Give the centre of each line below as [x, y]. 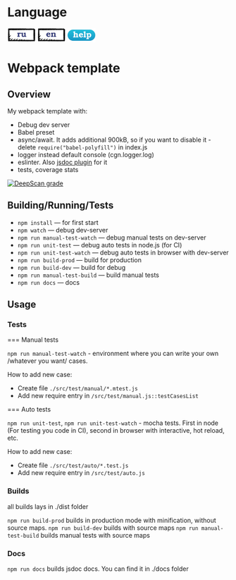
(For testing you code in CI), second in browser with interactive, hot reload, [116, 431]
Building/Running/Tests [61, 205]
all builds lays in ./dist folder [48, 506]
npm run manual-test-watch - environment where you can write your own [113, 354]
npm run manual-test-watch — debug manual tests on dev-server [112, 237]
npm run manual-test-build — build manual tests [88, 275]
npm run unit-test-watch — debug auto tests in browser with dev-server [123, 252]
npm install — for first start [58, 222]
